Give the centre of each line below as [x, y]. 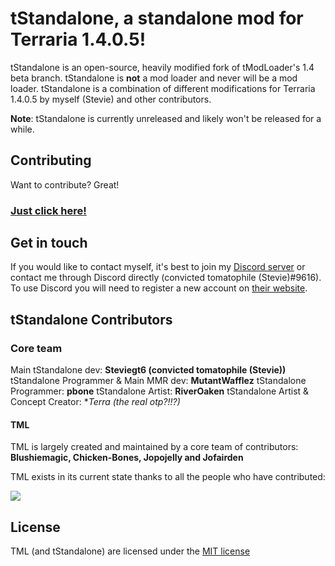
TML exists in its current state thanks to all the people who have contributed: [168, 477]
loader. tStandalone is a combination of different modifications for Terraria [163, 88]
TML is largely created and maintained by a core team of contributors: [154, 447]
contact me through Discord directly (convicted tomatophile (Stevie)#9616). [166, 278]
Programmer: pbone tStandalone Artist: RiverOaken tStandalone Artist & [160, 391]
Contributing [51, 160]
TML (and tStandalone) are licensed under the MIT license [130, 551]
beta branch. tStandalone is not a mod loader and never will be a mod [154, 78]
